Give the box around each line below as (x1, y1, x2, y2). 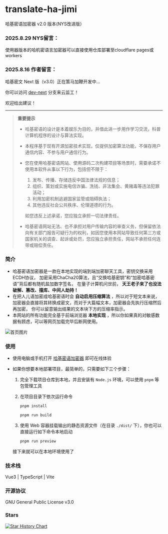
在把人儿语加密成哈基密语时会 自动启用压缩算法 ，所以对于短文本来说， (12, 293, 160, 299)
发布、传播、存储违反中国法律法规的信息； (32, 177, 120, 183)
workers (5, 53, 22, 59)
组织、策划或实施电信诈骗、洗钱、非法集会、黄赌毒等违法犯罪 (32, 183, 160, 189)
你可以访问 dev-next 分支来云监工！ (5, 89, 79, 95)
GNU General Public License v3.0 (5, 499, 74, 505)
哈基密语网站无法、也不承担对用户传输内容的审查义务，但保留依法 (24, 223, 161, 229)
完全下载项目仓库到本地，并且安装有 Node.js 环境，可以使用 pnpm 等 (19, 377, 159, 383)
